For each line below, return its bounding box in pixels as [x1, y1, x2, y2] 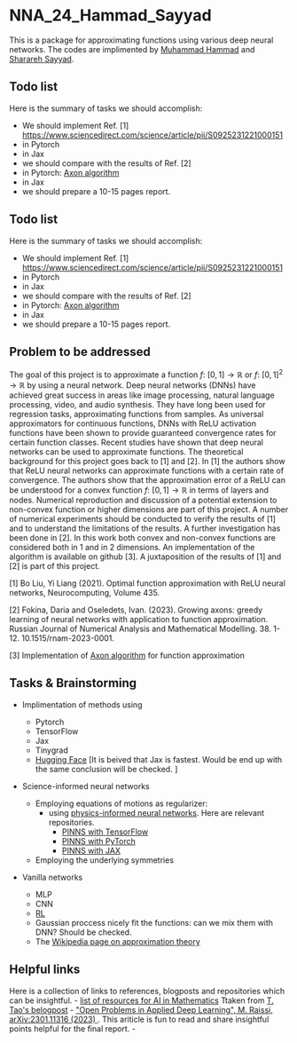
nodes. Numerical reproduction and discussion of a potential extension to [9, 494, 277, 506]
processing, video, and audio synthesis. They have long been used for [9, 399, 266, 410]
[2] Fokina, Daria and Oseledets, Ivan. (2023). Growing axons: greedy [9, 604, 263, 615]
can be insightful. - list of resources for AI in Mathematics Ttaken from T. [9, 995, 275, 1006]
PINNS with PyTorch [61, 835, 136, 846]
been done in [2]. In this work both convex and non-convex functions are [9, 533, 277, 543]
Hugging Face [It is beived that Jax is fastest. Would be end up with [35, 754, 283, 764]
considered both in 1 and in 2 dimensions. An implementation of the [9, 542, 255, 553]
